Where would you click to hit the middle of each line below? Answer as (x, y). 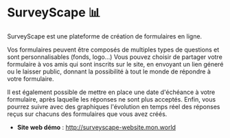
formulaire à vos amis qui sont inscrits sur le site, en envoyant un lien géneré (115, 64)
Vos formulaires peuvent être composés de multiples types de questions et (113, 49)
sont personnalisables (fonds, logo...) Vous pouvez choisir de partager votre (115, 57)
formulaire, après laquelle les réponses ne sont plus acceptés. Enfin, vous (112, 99)
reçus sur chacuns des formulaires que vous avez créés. (87, 114)
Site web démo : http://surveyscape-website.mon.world (96, 127)
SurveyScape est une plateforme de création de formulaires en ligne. (105, 36)
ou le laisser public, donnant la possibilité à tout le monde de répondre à (109, 71)
